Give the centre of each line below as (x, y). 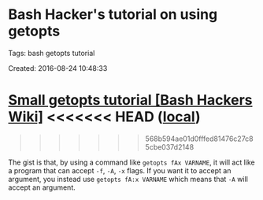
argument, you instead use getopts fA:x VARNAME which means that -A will (128, 179)
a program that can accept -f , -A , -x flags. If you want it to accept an (120, 170)
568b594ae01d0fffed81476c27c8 (199, 139)
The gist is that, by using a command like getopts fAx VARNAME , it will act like (132, 162)
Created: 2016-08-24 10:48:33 (58, 68)
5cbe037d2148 (170, 146)
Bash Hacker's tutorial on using (113, 15)
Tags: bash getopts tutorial (52, 53)
